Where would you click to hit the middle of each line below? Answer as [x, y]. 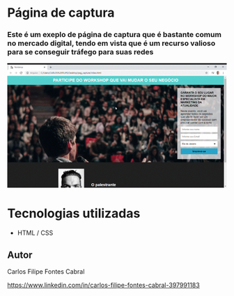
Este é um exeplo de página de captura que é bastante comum [114, 35]
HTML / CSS [35, 233]
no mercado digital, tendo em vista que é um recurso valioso [111, 43]
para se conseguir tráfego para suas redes [80, 52]
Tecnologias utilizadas [74, 213]
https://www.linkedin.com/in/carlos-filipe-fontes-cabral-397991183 [103, 285]
